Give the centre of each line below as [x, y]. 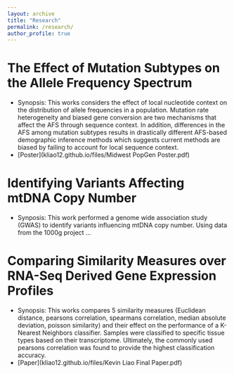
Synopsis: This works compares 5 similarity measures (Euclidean [111, 311]
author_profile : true [39, 33]
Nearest [29, 333]
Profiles [31, 291]
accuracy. [32, 355]
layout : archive [31, 14]
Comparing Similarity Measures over [117, 261]
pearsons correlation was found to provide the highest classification [116, 348]
